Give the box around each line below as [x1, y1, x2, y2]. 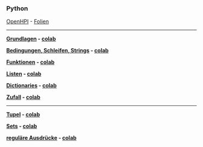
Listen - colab [6, 70, 42, 78]
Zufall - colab [6, 93, 40, 101]
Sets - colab [6, 122, 37, 130]
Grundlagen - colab [6, 35, 56, 43]
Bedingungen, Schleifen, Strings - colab [6, 47, 109, 54]
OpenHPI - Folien [6, 18, 50, 25]
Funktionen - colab [6, 58, 55, 66]
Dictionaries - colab [6, 82, 57, 89]
